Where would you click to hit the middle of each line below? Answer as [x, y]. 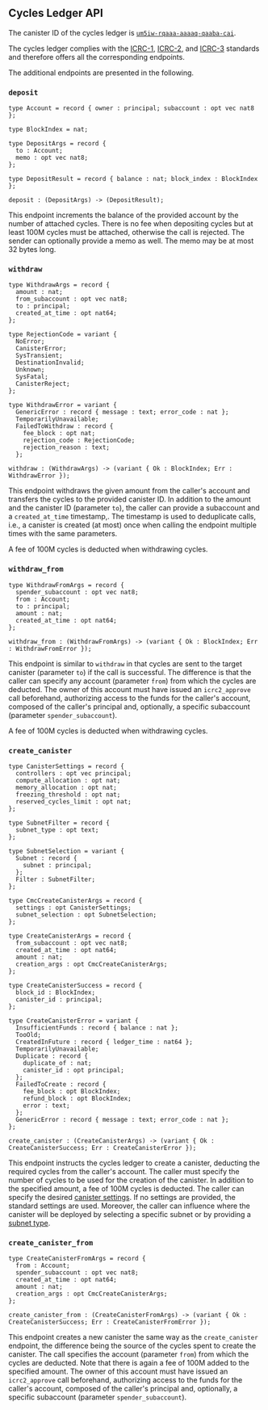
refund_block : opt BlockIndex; [77, 1098]
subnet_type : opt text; [57, 830]
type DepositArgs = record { [57, 144]
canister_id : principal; [59, 1000]
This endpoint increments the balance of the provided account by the [124, 215]
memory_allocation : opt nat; [66, 787]
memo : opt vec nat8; [52, 158]
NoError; [30, 342]
